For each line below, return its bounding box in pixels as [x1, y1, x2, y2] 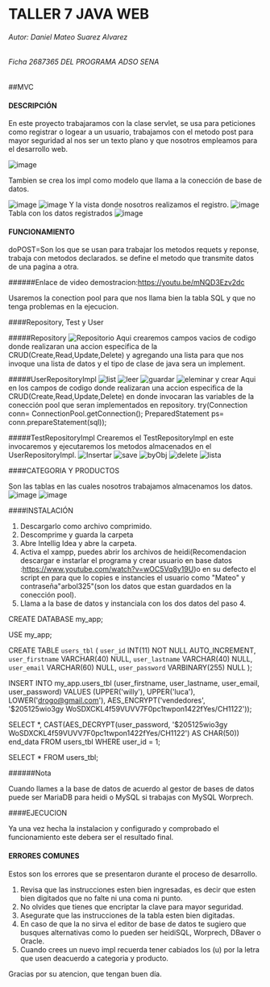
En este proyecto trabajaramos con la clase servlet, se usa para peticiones [8, 119, 256, 128]
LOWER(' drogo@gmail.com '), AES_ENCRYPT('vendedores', [8, 695, 206, 705]
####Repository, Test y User [8, 317, 104, 327]
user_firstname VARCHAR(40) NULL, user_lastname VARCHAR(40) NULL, [8, 654, 253, 664]
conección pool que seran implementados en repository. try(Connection [8, 401, 248, 410]
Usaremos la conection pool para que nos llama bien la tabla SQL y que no [8, 293, 256, 303]
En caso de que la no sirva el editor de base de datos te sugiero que [19, 918, 247, 929]
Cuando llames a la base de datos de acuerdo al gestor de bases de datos [8, 784, 255, 794]
